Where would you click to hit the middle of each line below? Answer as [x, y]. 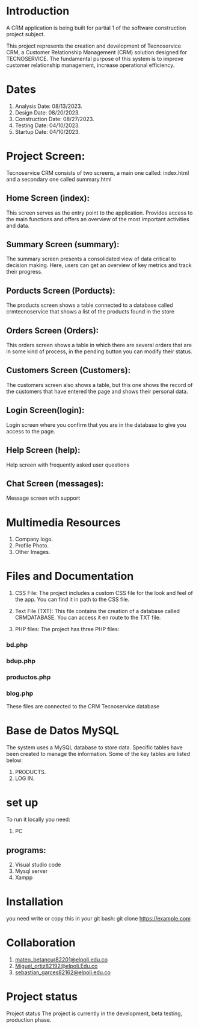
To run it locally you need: [38, 820]
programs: [26, 850]
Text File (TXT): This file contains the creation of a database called [97, 611]
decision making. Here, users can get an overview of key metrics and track [99, 265]
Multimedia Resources [64, 522]
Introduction [38, 11]
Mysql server [31, 871]
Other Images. [32, 552]
